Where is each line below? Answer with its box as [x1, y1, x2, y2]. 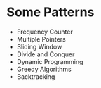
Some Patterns [6, 4, 95, 20]
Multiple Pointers [16, 34, 66, 43]
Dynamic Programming [16, 57, 83, 65]
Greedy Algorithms [16, 65, 72, 73]
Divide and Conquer [16, 50, 75, 58]
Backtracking [16, 72, 55, 81]
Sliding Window [16, 42, 62, 51]
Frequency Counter [16, 27, 73, 36]
